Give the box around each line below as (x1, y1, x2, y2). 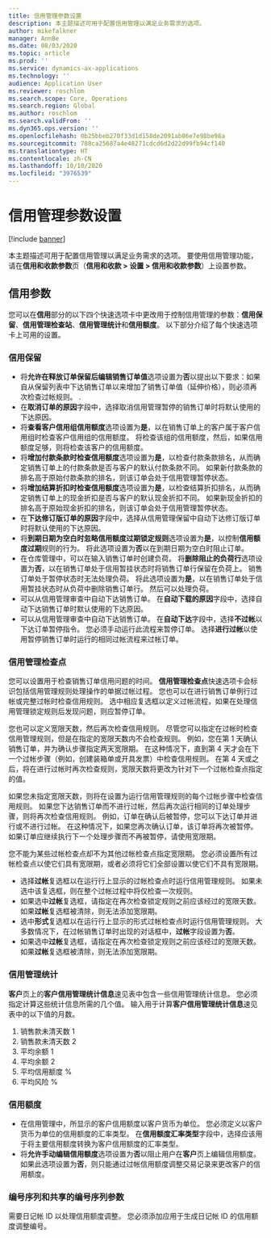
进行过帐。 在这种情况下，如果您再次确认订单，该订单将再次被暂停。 (29, 821, 258, 832)
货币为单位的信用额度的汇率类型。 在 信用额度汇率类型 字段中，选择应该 (19, 1128, 256, 1139)
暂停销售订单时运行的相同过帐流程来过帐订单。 (27, 635, 183, 644)
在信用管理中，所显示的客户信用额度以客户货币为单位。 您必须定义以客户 (19, 1118, 263, 1128)
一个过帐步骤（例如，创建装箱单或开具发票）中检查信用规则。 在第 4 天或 (8, 754, 252, 764)
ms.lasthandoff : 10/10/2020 (8, 162, 103, 170)
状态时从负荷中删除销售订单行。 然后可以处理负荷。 (41, 584, 214, 594)
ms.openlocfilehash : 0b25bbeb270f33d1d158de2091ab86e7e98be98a (8, 132, 226, 140)
